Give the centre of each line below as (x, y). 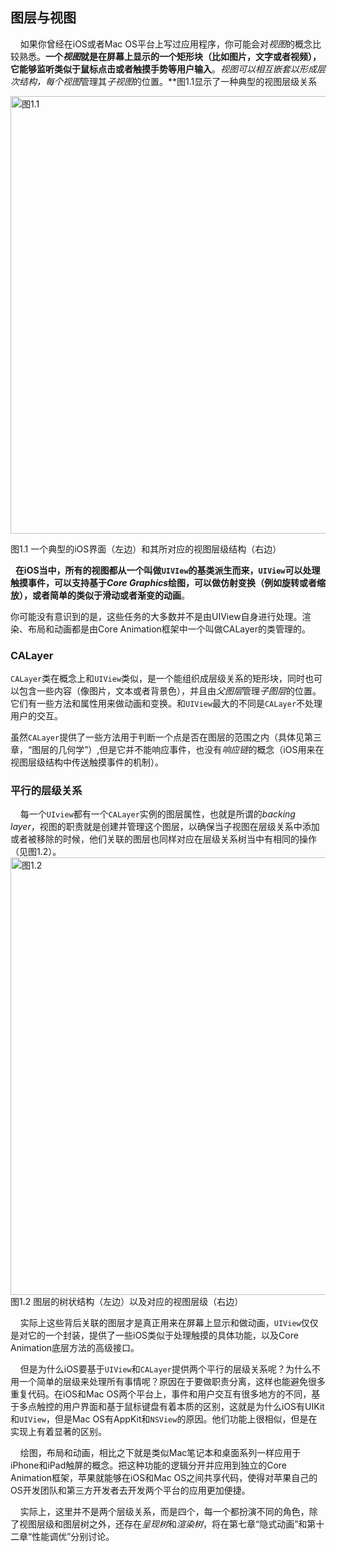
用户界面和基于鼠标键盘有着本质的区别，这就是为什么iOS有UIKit (193, 1407)
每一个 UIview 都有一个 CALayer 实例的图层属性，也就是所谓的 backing (157, 814)
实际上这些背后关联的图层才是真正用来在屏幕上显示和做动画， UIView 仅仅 (169, 1323)
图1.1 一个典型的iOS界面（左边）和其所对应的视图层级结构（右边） (146, 549)
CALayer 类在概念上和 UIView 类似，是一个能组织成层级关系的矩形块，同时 (158, 679)
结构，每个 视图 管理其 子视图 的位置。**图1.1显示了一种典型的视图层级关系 (168, 81)
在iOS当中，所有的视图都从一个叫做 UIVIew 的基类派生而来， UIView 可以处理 (167, 570)
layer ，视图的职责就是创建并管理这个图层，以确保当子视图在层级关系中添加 (165, 827)
